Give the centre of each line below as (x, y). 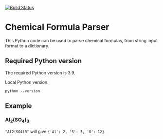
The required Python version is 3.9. (40, 72)
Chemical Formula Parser (57, 27)
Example (18, 106)
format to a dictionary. (27, 46)
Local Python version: (27, 82)
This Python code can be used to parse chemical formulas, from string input (81, 40)
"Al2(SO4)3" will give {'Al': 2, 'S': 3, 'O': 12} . (55, 131)
